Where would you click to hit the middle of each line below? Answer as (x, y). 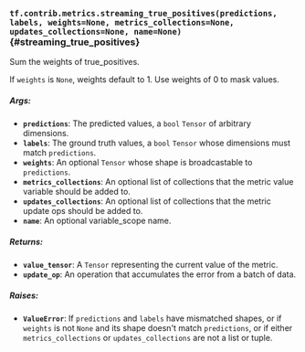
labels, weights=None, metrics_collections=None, (122, 22)
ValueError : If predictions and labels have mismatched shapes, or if (152, 318)
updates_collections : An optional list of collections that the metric (147, 201)
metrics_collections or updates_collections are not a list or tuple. (147, 338)
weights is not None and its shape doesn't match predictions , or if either (158, 328)
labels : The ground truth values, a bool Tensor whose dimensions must (156, 143)
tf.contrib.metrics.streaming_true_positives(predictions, (143, 13)
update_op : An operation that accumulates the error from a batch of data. (159, 274)
